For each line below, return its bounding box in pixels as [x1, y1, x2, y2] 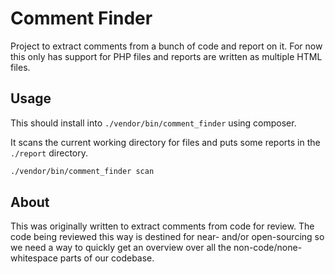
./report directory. [10, 147, 88, 159]
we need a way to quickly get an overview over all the [10, 242, 232, 254]
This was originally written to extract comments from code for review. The [10, 220, 315, 232]
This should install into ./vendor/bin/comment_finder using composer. [10, 117, 297, 129]
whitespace [10, 252, 58, 264]
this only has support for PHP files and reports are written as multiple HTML [10, 50, 323, 62]
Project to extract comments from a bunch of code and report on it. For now [10, 40, 323, 52]
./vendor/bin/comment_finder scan [10, 166, 155, 176]
